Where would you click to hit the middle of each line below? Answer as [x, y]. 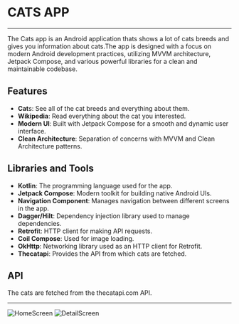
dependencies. [39, 223]
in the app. [33, 208]
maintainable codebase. [43, 69]
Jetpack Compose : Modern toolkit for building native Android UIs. [115, 193]
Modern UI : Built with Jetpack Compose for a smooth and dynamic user [123, 123]
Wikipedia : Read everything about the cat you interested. [102, 116]
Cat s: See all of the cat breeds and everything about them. [103, 108]
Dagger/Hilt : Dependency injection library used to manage [103, 216]
